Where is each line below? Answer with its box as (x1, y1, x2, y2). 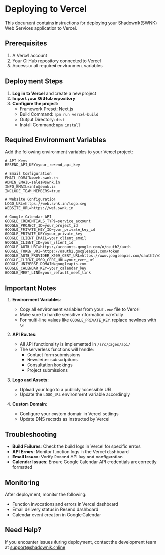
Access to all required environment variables (12, 63, 103, 68)
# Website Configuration (5, 197, 56, 202)
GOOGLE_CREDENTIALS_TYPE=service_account (5, 219, 91, 224)
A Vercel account (12, 52, 48, 58)
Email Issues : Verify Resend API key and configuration (12, 454, 123, 459)
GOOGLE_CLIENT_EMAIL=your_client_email (5, 236, 87, 241)
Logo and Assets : (12, 377, 49, 383)
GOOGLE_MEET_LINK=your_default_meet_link (5, 270, 91, 275)
